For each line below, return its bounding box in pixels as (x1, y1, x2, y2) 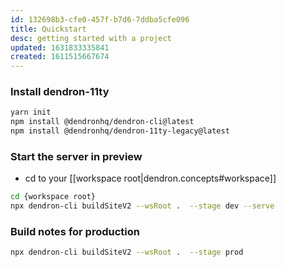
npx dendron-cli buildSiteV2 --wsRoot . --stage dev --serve (10, 201, 275, 211)
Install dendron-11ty (10, 85, 110, 99)
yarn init (10, 107, 52, 118)
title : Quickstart (10, 24, 87, 34)
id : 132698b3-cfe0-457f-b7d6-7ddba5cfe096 (10, 14, 190, 25)
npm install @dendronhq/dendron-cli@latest (10, 117, 195, 127)
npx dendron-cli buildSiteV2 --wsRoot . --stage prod (10, 247, 244, 258)
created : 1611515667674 (10, 52, 110, 62)
